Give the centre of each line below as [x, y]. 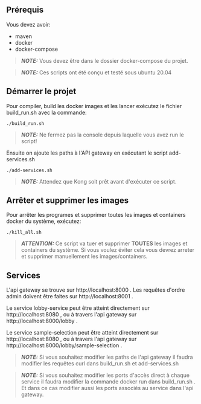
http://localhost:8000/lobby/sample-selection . [64, 345]
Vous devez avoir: [28, 24]
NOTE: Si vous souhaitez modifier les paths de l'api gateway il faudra [107, 357]
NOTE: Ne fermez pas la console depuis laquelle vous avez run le [102, 135]
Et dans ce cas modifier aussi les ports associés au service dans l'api [107, 388]
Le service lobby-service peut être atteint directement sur [78, 308]
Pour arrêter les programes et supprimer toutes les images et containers [96, 215]
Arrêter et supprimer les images [67, 201]
